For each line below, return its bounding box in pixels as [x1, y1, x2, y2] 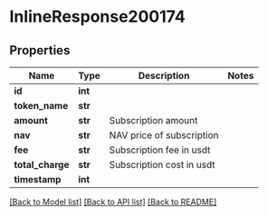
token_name [14, 100, 69, 112]
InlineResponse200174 [9, 6, 186, 27]
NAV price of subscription [109, 129, 219, 142]
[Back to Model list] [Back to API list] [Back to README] [9, 197, 217, 207]
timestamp [14, 173, 62, 185]
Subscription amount [109, 114, 198, 126]
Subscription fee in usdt [109, 143, 211, 156]
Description [138, 70, 190, 82]
